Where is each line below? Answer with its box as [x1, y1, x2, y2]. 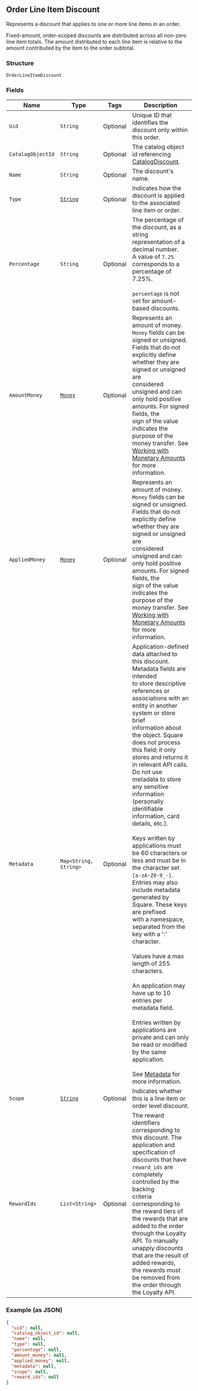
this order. [132, 133, 161, 142]
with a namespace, [132, 915, 184, 923]
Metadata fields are [132, 665, 186, 673]
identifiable [132, 805, 163, 813]
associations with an [132, 694, 189, 702]
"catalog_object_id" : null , [11, 1330, 81, 1336]
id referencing [132, 150, 171, 159]
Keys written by [132, 834, 176, 843]
